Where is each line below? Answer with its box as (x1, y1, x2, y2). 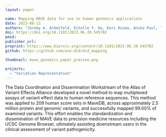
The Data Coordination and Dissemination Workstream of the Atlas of (5, 85, 146, 91)
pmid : (5, 35, 16, 40)
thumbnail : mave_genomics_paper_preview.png (5, 57, 98, 62)
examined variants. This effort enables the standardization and (5, 111, 132, 117)
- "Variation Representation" (9, 71, 72, 76)
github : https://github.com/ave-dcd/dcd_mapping (5, 48, 107, 53)
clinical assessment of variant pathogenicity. (5, 127, 96, 133)
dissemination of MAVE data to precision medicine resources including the (5, 116, 157, 122)
